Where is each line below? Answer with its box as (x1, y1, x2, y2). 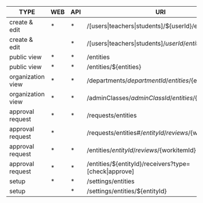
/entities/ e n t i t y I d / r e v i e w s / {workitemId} (86, 146, 196, 154)
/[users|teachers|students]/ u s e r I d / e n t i (86, 39, 196, 47)
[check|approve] (86, 167, 135, 175)
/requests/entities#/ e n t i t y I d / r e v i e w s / (86, 128, 191, 137)
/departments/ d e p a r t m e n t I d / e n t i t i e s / (86, 76, 192, 84)
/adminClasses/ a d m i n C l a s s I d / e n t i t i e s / (86, 94, 195, 102)
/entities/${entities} (86, 63, 142, 71)
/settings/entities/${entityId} (86, 187, 167, 195)
